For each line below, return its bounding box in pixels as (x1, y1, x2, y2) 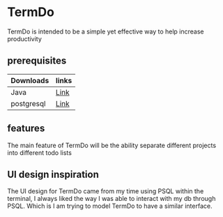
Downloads (10, 75, 49, 85)
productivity (7, 34, 42, 43)
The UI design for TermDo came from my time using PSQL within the (7, 187, 204, 195)
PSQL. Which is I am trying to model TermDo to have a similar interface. (7, 202, 213, 210)
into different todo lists (7, 148, 72, 157)
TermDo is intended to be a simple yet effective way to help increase (7, 27, 204, 36)
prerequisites (7, 55, 67, 67)
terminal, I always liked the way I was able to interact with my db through (7, 195, 216, 203)
